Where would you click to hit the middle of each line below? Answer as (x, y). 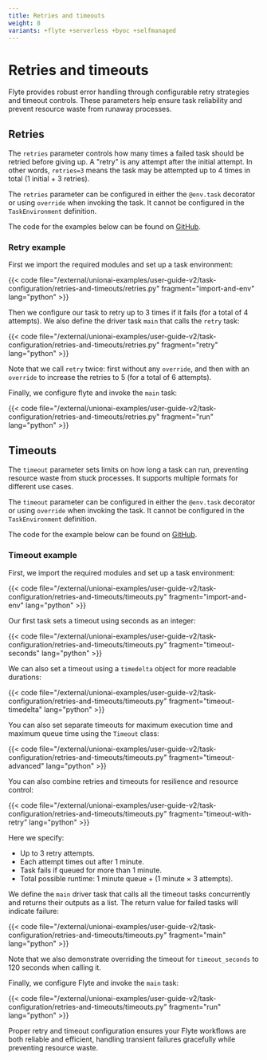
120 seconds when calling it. (55, 967)
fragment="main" (197, 935)
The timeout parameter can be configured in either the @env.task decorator (132, 502)
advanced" (26, 765)
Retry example (37, 247)
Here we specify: (36, 837)
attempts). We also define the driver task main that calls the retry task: (124, 321)
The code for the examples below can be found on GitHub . (104, 227)
